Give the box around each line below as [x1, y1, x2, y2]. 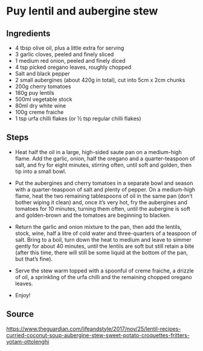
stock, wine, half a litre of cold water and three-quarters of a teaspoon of [14, 230, 197, 237]
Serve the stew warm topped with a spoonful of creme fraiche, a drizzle [14, 267, 195, 274]
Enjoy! [14, 291, 31, 298]
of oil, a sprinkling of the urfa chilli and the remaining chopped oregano [14, 273, 192, 280]
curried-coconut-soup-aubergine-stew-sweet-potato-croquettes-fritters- [6, 331, 190, 339]
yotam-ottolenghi [6, 338, 50, 345]
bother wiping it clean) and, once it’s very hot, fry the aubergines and [14, 198, 187, 206]
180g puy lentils [14, 89, 54, 96]
